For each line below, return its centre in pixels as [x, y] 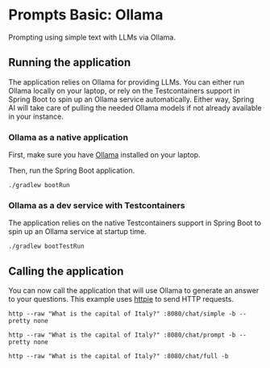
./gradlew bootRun [39, 186]
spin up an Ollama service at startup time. [77, 232]
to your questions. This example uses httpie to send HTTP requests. [121, 299]
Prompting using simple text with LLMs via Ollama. [92, 37]
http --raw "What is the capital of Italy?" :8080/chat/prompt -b [122, 335]
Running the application [70, 63]
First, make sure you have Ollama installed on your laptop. [104, 155]
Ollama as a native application [69, 137]
